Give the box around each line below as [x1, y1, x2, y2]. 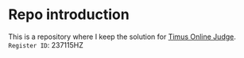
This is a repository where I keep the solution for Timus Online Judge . [8, 32, 236, 41]
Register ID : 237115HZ [8, 40, 83, 49]
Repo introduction [8, 6, 130, 24]
